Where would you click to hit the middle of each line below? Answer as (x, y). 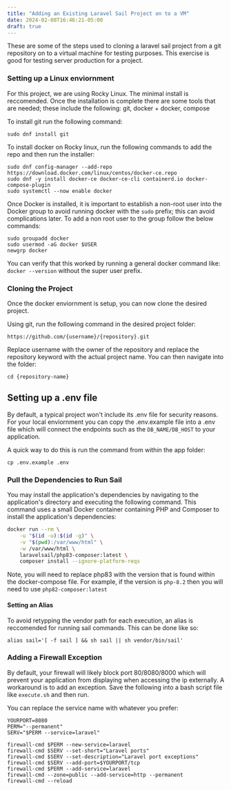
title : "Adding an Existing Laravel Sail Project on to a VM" (98, 13)
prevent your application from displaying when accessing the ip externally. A (116, 680)
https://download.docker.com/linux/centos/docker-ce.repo (92, 173)
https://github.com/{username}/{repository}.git (78, 336)
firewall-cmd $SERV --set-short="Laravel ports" (78, 751)
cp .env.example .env (38, 463)
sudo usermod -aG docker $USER (52, 244)
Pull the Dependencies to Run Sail (65, 480)
